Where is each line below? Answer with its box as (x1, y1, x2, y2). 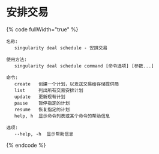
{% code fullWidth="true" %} (6, 25, 79, 33)
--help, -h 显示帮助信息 (14, 131, 74, 137)
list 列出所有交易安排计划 (14, 87, 83, 93)
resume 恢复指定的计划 (14, 106, 70, 112)
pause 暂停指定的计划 (14, 100, 70, 106)
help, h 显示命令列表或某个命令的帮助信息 (14, 112, 110, 119)
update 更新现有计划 (14, 94, 66, 100)
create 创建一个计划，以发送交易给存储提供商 (14, 81, 119, 87)
